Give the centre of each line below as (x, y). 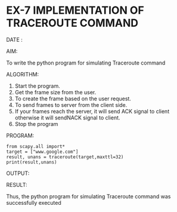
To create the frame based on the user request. (73, 99)
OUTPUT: (18, 173)
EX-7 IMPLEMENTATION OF (75, 10)
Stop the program (36, 124)
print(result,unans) (32, 162)
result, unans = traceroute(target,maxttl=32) (65, 157)
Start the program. (38, 86)
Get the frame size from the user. (55, 92)
